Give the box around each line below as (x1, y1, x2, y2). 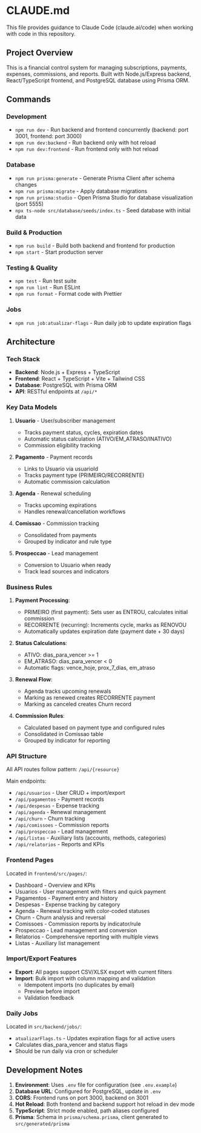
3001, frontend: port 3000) (15, 133, 82, 140)
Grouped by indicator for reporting (24, 737, 110, 744)
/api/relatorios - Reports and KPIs (15, 841, 105, 848)
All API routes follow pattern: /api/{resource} (6, 766, 120, 773)
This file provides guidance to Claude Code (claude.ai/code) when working (6, 24, 194, 31)
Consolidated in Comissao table (24, 730, 104, 737)
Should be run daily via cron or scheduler (15, 1048, 118, 1055)
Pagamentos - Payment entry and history (15, 894, 118, 901)
